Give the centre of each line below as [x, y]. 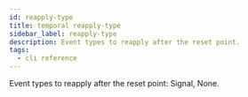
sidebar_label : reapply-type [63, 34]
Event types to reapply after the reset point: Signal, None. [114, 83]
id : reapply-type [41, 17]
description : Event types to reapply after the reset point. [125, 42]
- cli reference [47, 58]
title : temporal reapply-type [65, 26]
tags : [19, 50]
